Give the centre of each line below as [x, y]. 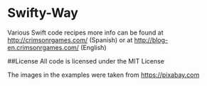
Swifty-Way [43, 13]
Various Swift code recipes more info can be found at [85, 32]
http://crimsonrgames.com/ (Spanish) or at [70, 39]
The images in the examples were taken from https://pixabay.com [103, 75]
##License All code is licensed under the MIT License [86, 61]
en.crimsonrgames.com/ [43, 47]
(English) [94, 47]
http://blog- [151, 39]
